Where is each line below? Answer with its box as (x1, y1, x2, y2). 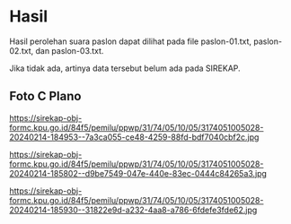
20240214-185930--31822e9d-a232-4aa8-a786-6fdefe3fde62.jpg (9, 204, 258, 215)
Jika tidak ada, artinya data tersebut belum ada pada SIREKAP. (9, 63, 241, 73)
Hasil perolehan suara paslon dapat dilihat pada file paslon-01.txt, (9, 36, 252, 47)
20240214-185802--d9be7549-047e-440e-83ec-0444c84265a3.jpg (9, 168, 268, 178)
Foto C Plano (9, 89, 82, 104)
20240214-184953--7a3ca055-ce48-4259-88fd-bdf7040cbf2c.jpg (9, 132, 260, 142)
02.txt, (9, 45, 34, 56)
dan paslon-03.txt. (35, 45, 104, 56)
